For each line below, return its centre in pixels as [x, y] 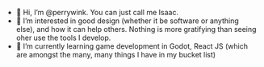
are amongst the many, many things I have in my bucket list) [116, 55]
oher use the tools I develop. [63, 37]
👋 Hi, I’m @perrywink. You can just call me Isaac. [97, 12]
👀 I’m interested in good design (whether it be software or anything [128, 21]
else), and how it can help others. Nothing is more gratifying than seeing [136, 29]
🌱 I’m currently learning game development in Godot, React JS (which [132, 46]
